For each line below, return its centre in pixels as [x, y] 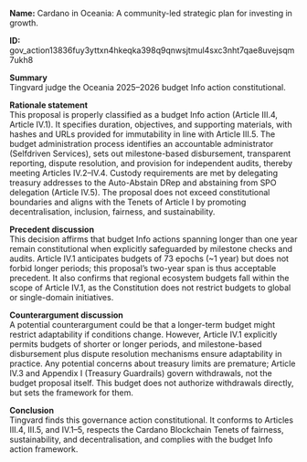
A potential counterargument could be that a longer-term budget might [143, 325]
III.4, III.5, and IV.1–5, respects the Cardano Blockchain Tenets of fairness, [147, 430]
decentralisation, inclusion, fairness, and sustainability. [112, 212]
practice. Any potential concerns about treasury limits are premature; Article [153, 363]
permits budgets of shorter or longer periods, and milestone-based [136, 344]
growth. [24, 23]
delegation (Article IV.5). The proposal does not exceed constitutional [140, 192]
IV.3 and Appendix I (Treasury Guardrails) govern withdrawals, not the [141, 373]
